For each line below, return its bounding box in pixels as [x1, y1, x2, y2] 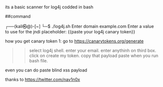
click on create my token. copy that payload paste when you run [29, 53, 159, 58]
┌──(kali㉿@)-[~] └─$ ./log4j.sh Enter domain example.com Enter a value [5, 24, 154, 29]
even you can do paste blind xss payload [5, 67, 87, 73]
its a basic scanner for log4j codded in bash [5, 4, 94, 10]
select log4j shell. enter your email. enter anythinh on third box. [29, 48, 157, 53]
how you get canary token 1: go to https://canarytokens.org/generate [5, 38, 144, 44]
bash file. [29, 58, 48, 63]
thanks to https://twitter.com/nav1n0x [5, 77, 81, 82]
